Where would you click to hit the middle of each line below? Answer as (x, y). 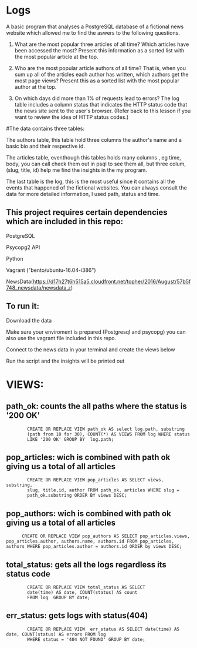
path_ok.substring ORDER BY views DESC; (77, 496)
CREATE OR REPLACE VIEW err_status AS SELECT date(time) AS (103, 629)
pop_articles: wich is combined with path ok (88, 457)
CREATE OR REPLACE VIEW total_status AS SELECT (86, 587)
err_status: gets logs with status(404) (77, 616)
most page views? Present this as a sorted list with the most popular (97, 81)
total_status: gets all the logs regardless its (86, 565)
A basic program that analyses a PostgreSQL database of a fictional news (95, 26)
